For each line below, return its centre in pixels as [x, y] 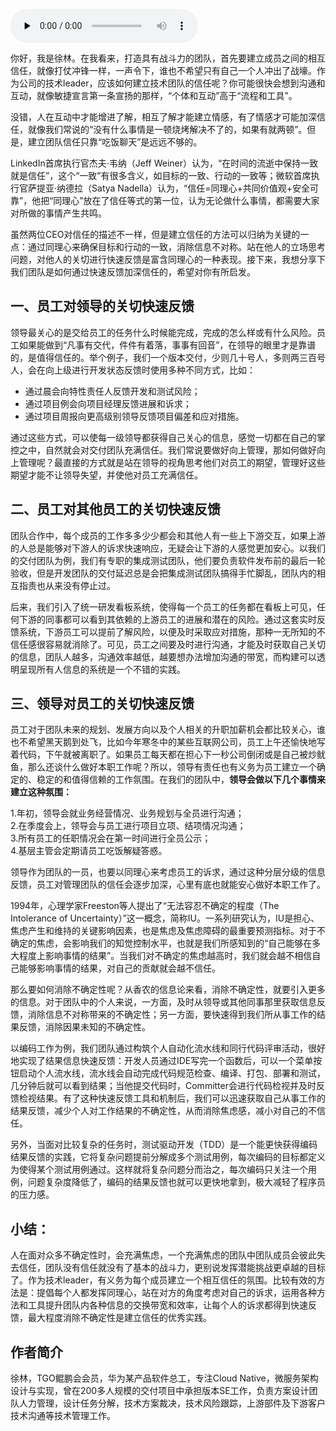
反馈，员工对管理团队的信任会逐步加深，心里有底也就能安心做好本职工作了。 [168, 885]
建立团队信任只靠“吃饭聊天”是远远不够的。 [115, 142]
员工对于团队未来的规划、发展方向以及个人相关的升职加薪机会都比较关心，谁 [168, 730]
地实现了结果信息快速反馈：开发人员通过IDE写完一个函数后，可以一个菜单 [162, 1061]
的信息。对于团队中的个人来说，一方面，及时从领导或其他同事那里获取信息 [163, 1002]
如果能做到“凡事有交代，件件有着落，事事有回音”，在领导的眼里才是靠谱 [167, 345]
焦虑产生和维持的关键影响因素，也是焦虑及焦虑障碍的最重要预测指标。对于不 [168, 931]
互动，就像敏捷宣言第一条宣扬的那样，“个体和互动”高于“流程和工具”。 [154, 95]
